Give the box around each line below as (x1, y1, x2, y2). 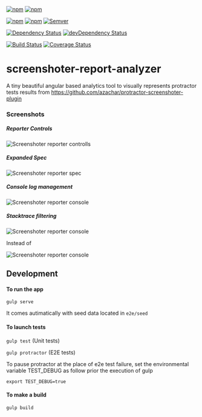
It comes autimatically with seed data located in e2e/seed (6, 309, 148, 317)
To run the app (6, 285, 44, 293)
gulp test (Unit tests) (6, 337, 60, 344)
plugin (6, 94, 22, 102)
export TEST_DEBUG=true (6, 378, 67, 384)
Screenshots (6, 110, 45, 118)
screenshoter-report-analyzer (6, 62, 161, 76)
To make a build (6, 391, 47, 399)
